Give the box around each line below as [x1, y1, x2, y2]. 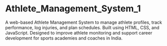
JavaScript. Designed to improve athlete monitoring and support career [5, 30, 152, 36]
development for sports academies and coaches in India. [5, 35, 123, 41]
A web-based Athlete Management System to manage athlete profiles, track [5, 19, 162, 25]
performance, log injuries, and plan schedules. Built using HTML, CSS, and [5, 24, 159, 30]
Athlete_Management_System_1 [5, 3, 141, 14]
